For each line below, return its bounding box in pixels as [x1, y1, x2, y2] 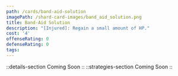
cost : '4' [6, 31, 31, 37]
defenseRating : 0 [6, 42, 49, 48]
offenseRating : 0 [6, 36, 49, 42]
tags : [6, 47, 20, 53]
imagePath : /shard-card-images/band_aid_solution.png [6, 14, 142, 20]
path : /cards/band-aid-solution [6, 8, 86, 15]
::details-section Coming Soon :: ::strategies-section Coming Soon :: [6, 63, 173, 70]
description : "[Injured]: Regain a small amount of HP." [6, 25, 150, 31]
